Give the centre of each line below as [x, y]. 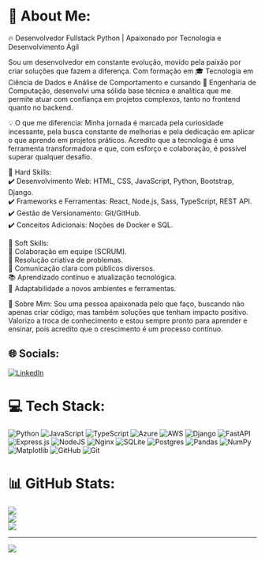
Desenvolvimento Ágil [44, 47]
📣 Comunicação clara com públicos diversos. [82, 268]
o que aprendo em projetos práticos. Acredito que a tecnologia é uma [121, 140]
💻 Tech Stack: [57, 406]
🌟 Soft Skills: [28, 243]
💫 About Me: [50, 16]
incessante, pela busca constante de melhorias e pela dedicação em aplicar [131, 131]
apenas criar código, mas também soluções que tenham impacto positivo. [128, 312]
